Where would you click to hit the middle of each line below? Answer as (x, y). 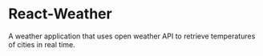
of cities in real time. (42, 44)
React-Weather (60, 14)
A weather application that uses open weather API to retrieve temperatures (132, 36)
